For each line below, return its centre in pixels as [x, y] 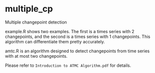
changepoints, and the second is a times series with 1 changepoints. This [78, 36]
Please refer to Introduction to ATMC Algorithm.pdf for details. [68, 65]
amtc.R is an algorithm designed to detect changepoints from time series [77, 51]
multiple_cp [29, 9]
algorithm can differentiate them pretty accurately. [55, 41]
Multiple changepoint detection [36, 22]
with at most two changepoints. [36, 56]
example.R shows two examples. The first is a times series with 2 [70, 31]
